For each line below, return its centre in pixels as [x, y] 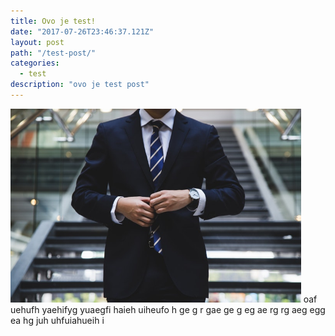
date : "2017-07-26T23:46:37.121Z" [82, 31]
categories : [35, 63]
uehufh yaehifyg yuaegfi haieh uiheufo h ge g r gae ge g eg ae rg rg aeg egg [168, 309]
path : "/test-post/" [53, 53]
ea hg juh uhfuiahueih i [57, 320]
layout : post [37, 42]
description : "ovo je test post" [80, 85]
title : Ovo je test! [53, 21]
